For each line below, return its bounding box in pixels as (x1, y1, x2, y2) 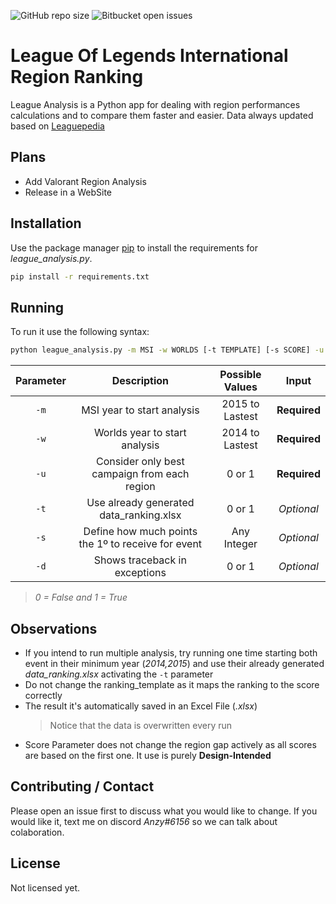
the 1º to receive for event (78, 537, 203, 551)
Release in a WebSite (24, 186, 112, 198)
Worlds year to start (93, 426, 187, 440)
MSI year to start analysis (81, 403, 200, 417)
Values (223, 380, 258, 394)
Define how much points (83, 525, 198, 539)
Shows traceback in (93, 553, 187, 567)
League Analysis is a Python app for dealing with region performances (10, 98, 301, 110)
